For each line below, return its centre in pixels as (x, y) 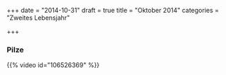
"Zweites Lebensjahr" (38, 18)
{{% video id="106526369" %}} (53, 65)
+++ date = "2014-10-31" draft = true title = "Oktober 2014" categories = (113, 10)
